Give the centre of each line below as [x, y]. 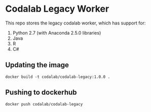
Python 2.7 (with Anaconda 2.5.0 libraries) [57, 33]
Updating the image [37, 65]
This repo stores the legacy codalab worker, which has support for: [75, 23]
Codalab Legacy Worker [57, 9]
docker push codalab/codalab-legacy [44, 104]
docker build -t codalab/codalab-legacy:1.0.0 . [58, 77]
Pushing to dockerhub [41, 92]
